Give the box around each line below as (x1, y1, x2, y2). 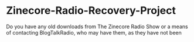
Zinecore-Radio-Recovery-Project (6, 4, 176, 17)
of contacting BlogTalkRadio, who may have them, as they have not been (6, 29, 182, 36)
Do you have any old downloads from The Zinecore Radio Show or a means (6, 23, 189, 30)
